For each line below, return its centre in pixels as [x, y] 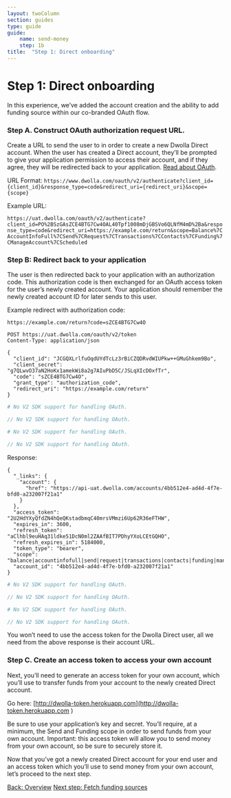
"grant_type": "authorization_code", [67, 383]
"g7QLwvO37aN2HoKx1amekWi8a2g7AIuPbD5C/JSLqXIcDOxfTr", [89, 371]
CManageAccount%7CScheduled [47, 243]
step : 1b [32, 45]
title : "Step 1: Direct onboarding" [61, 52]
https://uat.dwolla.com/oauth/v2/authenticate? [77, 219]
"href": [36, 488]
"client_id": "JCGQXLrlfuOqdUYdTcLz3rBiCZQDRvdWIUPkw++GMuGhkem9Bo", [115, 359]
